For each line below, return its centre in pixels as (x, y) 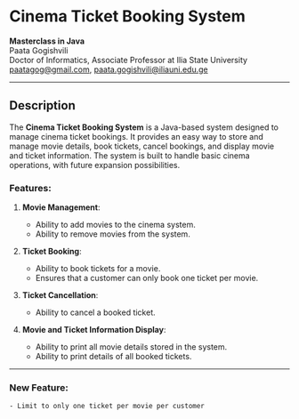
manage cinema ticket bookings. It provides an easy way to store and (137, 136)
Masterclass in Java (47, 41)
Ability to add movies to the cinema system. (115, 225)
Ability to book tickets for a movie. (98, 269)
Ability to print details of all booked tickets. (113, 357)
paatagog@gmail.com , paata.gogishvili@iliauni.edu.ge (109, 69)
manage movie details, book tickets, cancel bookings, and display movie (141, 146)
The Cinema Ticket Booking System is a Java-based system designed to (144, 127)
